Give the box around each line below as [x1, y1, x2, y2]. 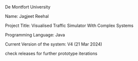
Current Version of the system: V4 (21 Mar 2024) [5, 41, 103, 47]
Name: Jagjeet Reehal [5, 13, 49, 19]
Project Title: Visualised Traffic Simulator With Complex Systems [5, 23, 134, 28]
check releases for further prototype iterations [5, 50, 98, 56]
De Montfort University [5, 4, 51, 10]
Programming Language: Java [5, 32, 65, 37]
